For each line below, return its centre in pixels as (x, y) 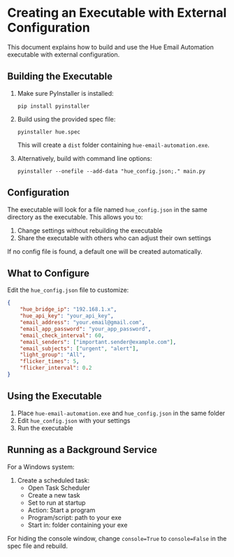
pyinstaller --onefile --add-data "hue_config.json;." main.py (111, 171)
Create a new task (54, 495)
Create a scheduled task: (53, 480)
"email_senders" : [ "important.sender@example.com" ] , (98, 342)
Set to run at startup (57, 502)
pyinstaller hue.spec (49, 132)
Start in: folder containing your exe (78, 525)
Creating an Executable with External (117, 13)
